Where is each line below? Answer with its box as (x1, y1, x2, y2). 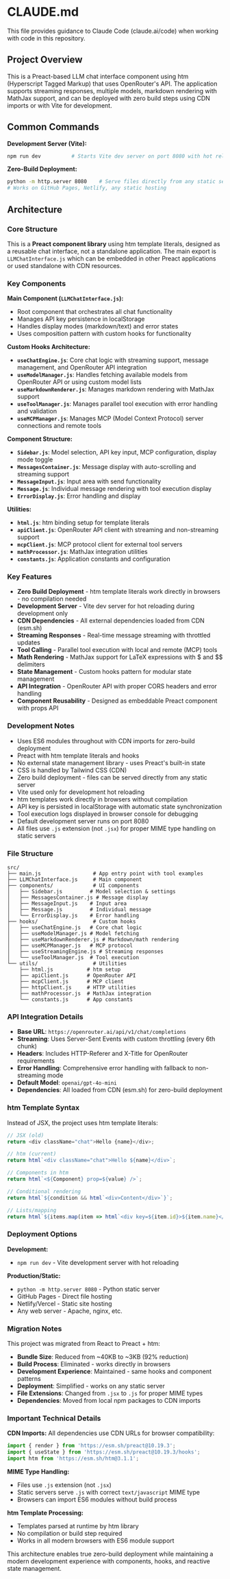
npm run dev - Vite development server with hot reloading (16, 1258, 179, 1266)
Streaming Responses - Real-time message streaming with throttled (16, 631, 211, 640)
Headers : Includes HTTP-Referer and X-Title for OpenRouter (16, 1050, 188, 1058)
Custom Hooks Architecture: (7, 343, 90, 351)
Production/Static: (7, 1271, 61, 1279)
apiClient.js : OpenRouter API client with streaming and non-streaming (16, 526, 219, 534)
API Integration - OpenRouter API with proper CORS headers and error (16, 682, 218, 690)
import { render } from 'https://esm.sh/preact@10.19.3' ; (7, 1443, 176, 1449)
